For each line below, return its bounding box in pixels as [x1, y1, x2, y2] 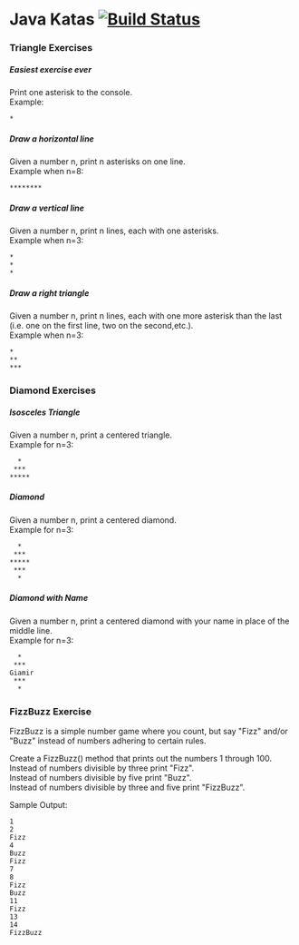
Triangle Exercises [9, 42, 93, 54]
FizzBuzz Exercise [9, 704, 92, 717]
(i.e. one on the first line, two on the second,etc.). [9, 320, 194, 330]
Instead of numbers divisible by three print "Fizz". [9, 763, 195, 773]
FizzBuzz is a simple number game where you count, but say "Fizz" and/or [9, 726, 288, 737]
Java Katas [9, 9, 95, 30]
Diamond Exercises [9, 384, 97, 397]
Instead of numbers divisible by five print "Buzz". [9, 773, 192, 783]
